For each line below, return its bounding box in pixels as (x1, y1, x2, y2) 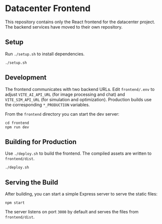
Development (5, 74, 47, 82)
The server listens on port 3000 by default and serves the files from (5, 209, 139, 215)
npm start (5, 200, 25, 206)
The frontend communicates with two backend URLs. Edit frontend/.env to (5, 86, 155, 92)
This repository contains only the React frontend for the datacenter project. (5, 19, 155, 25)
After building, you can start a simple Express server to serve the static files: (5, 191, 158, 197)
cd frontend (5, 120, 29, 125)
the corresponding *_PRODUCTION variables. (5, 102, 90, 107)
